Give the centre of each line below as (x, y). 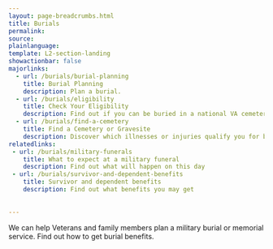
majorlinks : (28, 69)
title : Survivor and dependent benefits (92, 182)
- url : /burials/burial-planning (72, 76)
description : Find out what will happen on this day (114, 167)
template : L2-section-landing (60, 54)
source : (22, 39)
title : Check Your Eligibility (76, 106)
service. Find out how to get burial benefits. (81, 236)
